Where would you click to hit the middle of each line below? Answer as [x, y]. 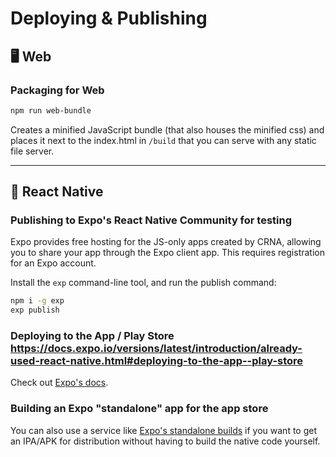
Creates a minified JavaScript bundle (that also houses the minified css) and [167, 129]
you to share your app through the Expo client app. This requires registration [167, 253]
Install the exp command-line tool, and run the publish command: [143, 283]
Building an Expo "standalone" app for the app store [139, 409]
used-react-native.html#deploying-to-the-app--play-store [157, 361]
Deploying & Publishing [109, 18]
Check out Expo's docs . [59, 383]
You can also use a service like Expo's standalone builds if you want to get [164, 430]
